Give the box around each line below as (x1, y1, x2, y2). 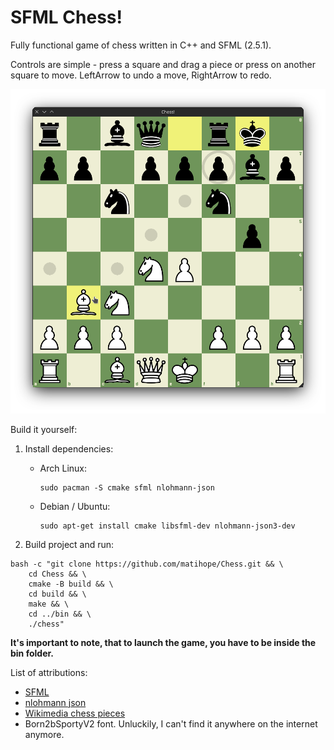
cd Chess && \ (28, 569, 87, 579)
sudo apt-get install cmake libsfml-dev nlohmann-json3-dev (39, 521, 296, 531)
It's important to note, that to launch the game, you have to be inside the (10, 636, 317, 648)
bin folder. (10, 647, 54, 659)
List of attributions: (10, 666, 88, 678)
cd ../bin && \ (28, 609, 92, 619)
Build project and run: (24, 538, 115, 550)
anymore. (24, 728, 65, 740)
